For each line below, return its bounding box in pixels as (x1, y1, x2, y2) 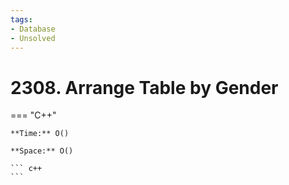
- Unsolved (10, 33, 56, 43)
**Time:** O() (10, 129, 70, 139)
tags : (10, 14, 33, 25)
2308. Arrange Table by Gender (10, 76, 279, 99)
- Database (10, 24, 56, 34)
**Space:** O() (10, 146, 74, 156)
